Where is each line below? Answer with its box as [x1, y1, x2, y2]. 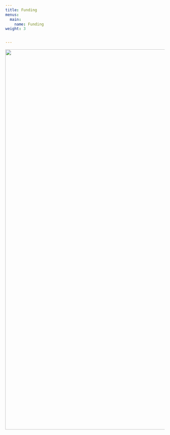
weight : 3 [5, 26, 26, 31]
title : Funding [5, 7, 37, 13]
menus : [5, 12, 19, 17]
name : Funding [14, 21, 44, 27]
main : [10, 17, 22, 22]
